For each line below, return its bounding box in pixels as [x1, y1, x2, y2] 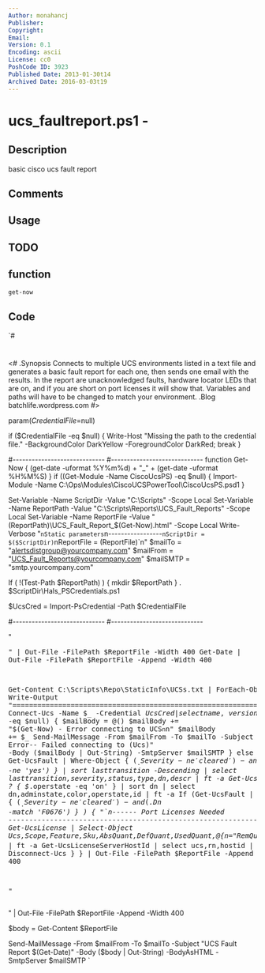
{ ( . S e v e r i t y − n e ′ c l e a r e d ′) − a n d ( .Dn [8, 798, 162, 809]
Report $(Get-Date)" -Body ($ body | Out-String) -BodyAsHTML [8, 947, 215, 956]
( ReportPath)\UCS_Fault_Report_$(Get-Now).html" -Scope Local [8, 521, 218, 530]
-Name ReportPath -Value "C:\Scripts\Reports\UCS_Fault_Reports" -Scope [8, 503, 251, 514]
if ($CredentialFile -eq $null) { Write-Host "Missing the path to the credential [8, 432, 256, 441]
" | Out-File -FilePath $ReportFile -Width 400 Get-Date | [8, 647, 242, 657]
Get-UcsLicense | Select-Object [8, 824, 133, 832]
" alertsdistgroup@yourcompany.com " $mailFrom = [8, 546, 174, 556]
